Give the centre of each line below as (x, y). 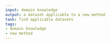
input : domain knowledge (31, 10)
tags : (11, 24)
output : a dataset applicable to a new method (55, 15)
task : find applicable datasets (39, 19)
